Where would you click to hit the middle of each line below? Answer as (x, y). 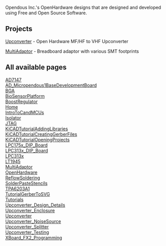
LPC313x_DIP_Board (27, 150)
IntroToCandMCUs (25, 112)
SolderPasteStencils (26, 183)
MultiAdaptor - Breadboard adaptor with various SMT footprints (72, 51)
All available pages (36, 67)
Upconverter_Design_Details (35, 205)
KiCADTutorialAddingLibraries (37, 129)
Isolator (13, 118)
